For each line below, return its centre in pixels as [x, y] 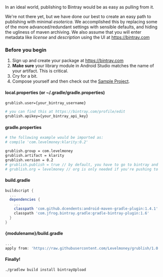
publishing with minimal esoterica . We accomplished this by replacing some [81, 22]
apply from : [17, 248]
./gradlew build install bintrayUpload [46, 270]
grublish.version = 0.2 [29, 160]
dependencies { [25, 200]
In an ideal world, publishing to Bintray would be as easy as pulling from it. [80, 7]
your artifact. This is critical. [40, 71]
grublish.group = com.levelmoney [39, 151]
